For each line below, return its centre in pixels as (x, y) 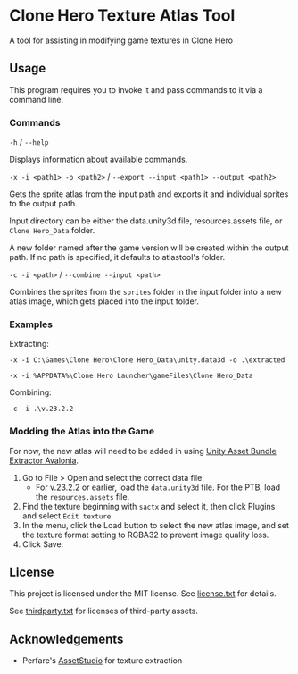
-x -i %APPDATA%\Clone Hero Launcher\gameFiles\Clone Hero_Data (131, 376)
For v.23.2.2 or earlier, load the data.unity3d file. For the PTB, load (158, 487)
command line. (37, 99)
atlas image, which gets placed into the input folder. (104, 301)
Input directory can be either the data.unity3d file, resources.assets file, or (146, 221)
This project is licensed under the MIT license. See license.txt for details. (143, 594)
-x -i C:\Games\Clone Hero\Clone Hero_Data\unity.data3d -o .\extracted (147, 360)
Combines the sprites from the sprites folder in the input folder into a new (146, 292)
